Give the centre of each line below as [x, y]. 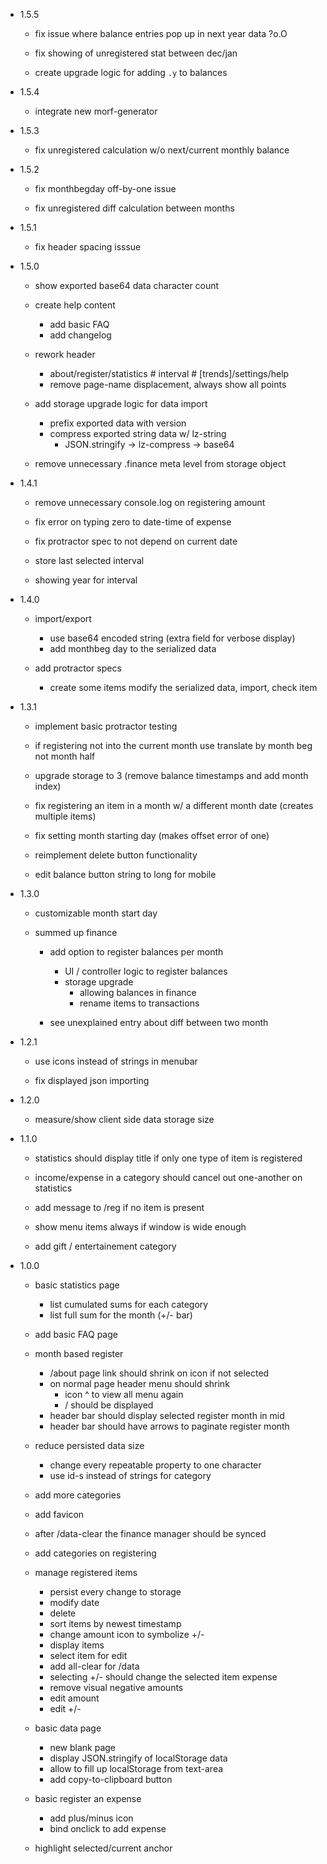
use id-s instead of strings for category [130, 1475]
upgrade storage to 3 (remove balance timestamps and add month [171, 775]
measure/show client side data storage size [124, 1119]
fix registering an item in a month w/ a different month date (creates [174, 805]
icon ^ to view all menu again [124, 1394]
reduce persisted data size [89, 1445]
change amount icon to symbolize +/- [127, 1634]
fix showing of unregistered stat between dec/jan [136, 53]
